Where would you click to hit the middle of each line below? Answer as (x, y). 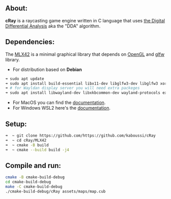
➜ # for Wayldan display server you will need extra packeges (73, 88)
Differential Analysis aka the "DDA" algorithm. (53, 26)
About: (17, 8)
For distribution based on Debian (47, 69)
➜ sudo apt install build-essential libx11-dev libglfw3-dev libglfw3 (82, 83)
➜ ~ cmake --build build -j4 (37, 150)
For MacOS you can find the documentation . (59, 103)
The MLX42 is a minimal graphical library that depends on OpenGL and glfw (85, 54)
